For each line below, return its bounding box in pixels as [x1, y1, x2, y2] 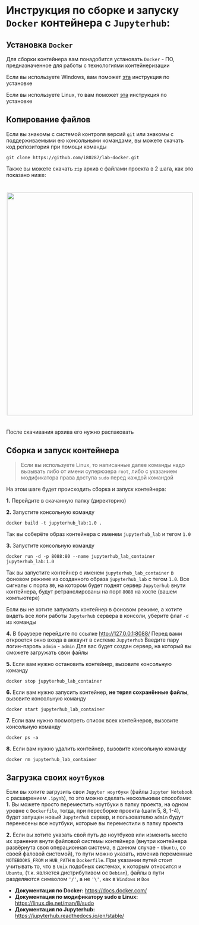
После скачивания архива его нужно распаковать [6, 428, 134, 435]
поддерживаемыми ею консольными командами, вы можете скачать [6, 137, 184, 144]
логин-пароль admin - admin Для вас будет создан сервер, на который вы [6, 642, 192, 649]
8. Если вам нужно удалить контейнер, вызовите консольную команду [6, 745, 187, 752]
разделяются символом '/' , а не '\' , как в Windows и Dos [6, 876, 150, 883]
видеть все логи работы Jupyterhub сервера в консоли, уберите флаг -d [6, 612, 189, 619]
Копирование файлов [6, 115, 91, 125]
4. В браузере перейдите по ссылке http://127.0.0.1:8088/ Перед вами [6, 630, 182, 637]
